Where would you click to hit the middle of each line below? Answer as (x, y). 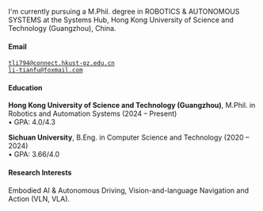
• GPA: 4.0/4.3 (32, 122)
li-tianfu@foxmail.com (46, 71)
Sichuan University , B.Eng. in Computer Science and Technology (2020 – (129, 137)
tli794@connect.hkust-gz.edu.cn (61, 63)
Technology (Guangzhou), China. (62, 28)
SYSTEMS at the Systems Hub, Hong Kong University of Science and (121, 20)
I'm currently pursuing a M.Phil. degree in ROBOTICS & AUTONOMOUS (124, 12)
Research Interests (40, 173)
